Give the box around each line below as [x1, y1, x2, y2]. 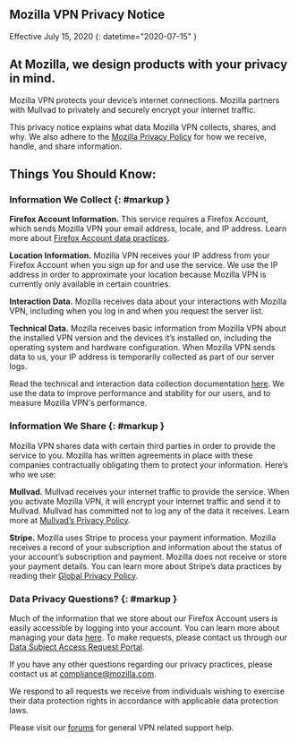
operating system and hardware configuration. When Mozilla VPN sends [9, 342, 276, 353]
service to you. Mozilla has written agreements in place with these [9, 450, 253, 461]
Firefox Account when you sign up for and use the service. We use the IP [9, 260, 278, 271]
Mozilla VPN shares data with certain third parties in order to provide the [9, 440, 276, 451]
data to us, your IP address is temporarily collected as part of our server [9, 351, 275, 362]
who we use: [9, 469, 56, 479]
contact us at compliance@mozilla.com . [9, 668, 157, 679]
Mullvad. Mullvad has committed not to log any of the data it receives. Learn [9, 505, 290, 516]
